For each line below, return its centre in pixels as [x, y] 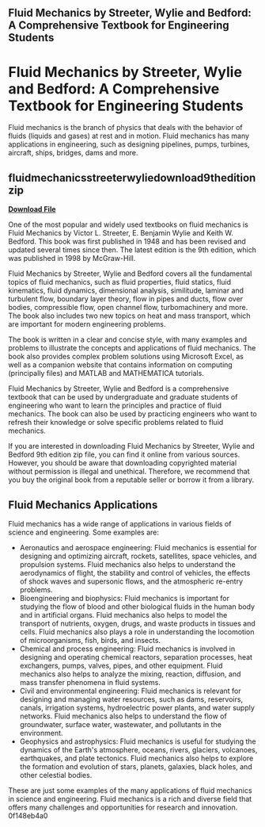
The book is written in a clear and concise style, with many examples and [128, 339]
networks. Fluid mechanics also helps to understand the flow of [123, 716]
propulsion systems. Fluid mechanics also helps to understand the [127, 564]
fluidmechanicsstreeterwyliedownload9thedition [132, 178]
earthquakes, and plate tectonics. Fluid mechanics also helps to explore [136, 758]
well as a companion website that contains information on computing [121, 365]
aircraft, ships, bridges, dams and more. [73, 153]
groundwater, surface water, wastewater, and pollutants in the [120, 724]
